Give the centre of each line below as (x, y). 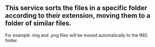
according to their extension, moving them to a (78, 16)
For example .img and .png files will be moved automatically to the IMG (76, 35)
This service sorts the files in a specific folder (76, 8)
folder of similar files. (38, 23)
